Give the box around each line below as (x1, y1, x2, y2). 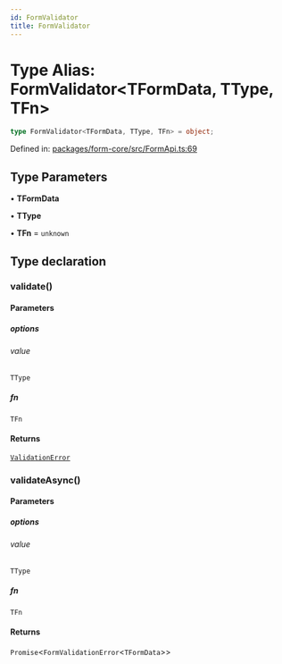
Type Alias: (10, 60, 96, 80)
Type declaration (10, 254, 106, 269)
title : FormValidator (10, 21, 91, 30)
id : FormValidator (10, 13, 79, 22)
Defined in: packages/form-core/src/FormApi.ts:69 (10, 144, 197, 155)
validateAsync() (10, 474, 81, 486)
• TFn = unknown (10, 228, 70, 239)
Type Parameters (10, 169, 108, 184)
